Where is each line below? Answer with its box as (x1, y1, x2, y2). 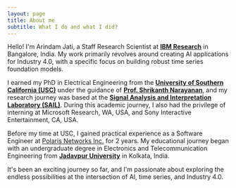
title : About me (7, 17, 55, 24)
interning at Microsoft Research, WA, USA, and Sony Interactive (7, 108, 192, 116)
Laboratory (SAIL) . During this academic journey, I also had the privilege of (7, 101, 226, 109)
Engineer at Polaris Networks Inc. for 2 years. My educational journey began (7, 137, 229, 145)
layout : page (7, 10, 46, 18)
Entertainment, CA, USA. (7, 116, 79, 124)
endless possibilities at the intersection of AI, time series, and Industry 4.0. (7, 173, 224, 181)
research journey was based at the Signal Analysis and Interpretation (7, 93, 212, 102)
